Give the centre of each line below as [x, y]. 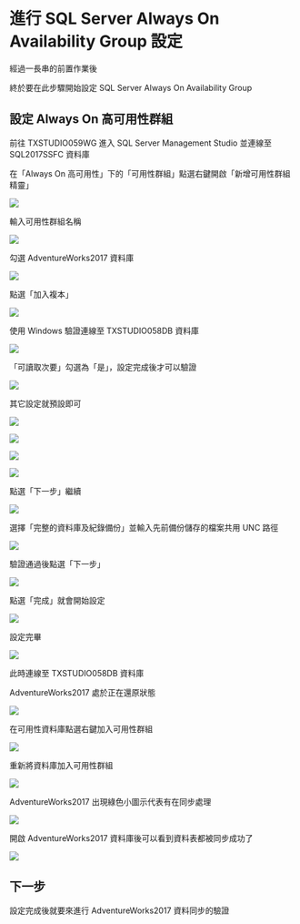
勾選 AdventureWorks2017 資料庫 [72, 258]
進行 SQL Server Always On [115, 19]
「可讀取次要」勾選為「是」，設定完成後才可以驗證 [103, 367]
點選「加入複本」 [41, 294]
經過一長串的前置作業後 [53, 68]
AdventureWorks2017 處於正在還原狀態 [83, 692]
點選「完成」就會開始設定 [57, 600]
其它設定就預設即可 [45, 403]
